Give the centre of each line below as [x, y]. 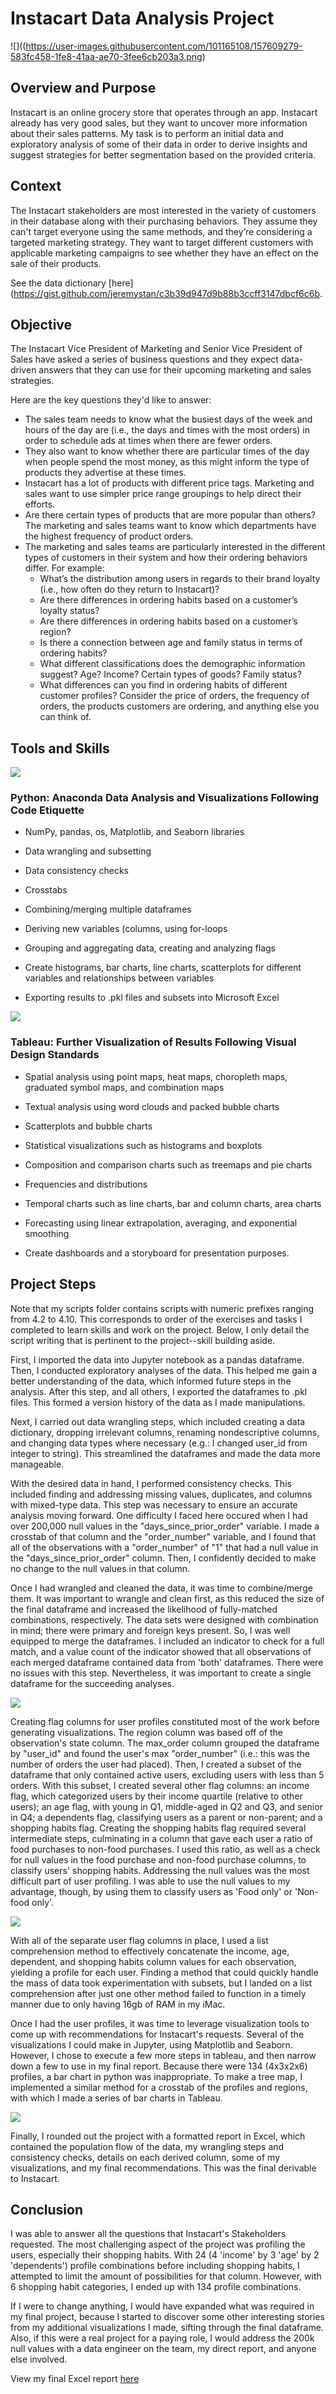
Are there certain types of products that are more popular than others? [170, 515]
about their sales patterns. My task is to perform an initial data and [147, 133]
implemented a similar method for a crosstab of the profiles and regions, [159, 2087]
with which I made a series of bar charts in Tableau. [116, 2098]
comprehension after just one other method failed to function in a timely [158, 1993]
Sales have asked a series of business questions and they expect [144, 359]
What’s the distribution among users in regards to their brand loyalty [180, 579]
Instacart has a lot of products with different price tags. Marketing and [169, 483]
